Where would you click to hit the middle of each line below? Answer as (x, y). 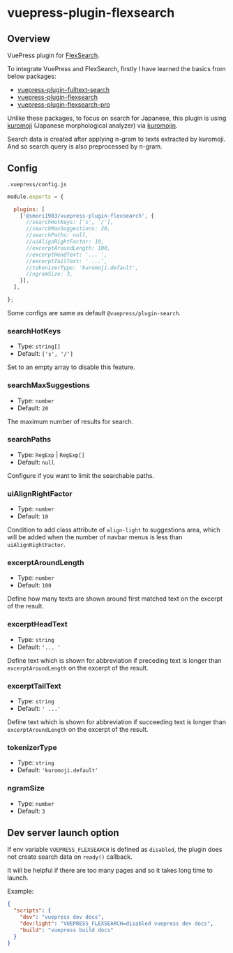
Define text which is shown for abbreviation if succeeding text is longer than (117, 722)
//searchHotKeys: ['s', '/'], (69, 222)
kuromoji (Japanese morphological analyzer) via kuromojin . (92, 126)
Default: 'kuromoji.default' (58, 770)
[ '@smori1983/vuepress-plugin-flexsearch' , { (87, 216)
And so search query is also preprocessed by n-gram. (85, 147)
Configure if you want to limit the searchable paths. (81, 475)
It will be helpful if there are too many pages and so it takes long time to (110, 871)
